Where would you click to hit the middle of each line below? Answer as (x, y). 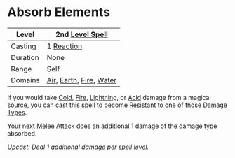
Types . (17, 112)
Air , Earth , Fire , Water (82, 80)
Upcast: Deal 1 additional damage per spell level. (78, 147)
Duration (25, 57)
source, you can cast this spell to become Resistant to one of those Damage (117, 105)
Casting (23, 46)
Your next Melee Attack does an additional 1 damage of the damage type (112, 126)
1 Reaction (65, 46)
